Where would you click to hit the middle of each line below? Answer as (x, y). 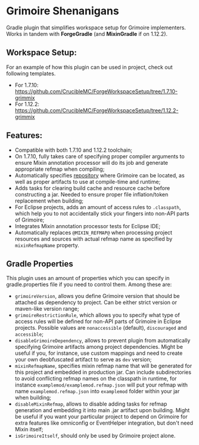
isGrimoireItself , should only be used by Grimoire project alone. (95, 436)
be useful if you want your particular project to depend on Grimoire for (101, 417)
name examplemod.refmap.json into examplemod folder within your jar (97, 391)
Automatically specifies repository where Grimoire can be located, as (99, 175)
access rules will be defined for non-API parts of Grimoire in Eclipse (98, 321)
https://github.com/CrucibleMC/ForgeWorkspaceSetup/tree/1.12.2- (97, 110)
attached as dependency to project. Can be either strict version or (96, 302)
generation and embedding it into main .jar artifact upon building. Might (102, 410)
